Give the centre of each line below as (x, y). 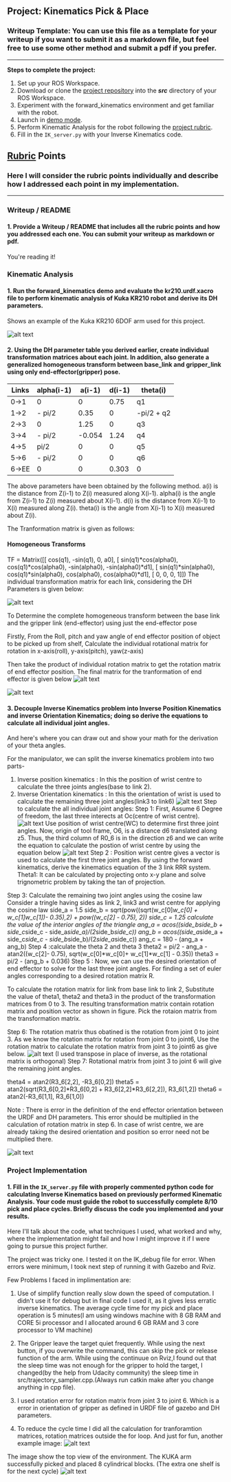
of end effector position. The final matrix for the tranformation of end (104, 672)
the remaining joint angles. (45, 1068)
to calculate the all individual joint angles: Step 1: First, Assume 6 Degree (120, 809)
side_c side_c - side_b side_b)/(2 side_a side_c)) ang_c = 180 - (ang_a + (106, 940)
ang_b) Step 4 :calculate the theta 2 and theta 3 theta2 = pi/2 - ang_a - (107, 946)
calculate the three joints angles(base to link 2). (84, 787)
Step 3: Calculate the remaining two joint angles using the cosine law (105, 895)
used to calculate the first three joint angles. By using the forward (110, 860)
